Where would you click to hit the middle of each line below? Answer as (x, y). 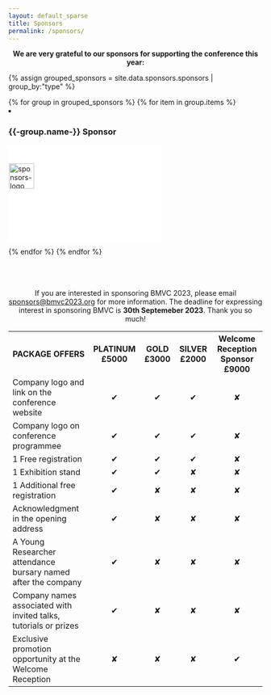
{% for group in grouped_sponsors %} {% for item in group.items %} (122, 103)
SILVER (193, 348)
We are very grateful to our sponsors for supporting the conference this (135, 54)
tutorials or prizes (46, 625)
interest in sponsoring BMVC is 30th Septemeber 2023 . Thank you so (135, 310)
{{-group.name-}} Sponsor (63, 132)
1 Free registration (47, 459)
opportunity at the (46, 659)
